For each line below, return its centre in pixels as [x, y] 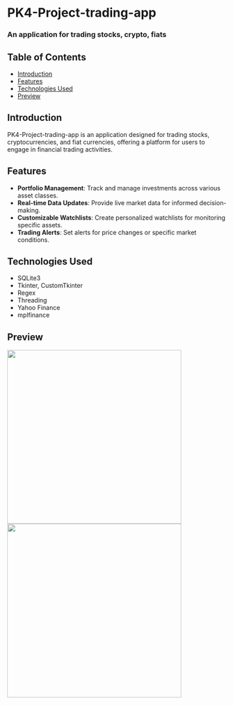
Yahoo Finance [39, 308]
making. [29, 210]
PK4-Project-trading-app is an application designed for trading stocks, [109, 134]
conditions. [33, 240]
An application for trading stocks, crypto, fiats [87, 35]
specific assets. [40, 225]
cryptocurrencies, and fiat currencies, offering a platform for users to [106, 142]
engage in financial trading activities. [60, 149]
